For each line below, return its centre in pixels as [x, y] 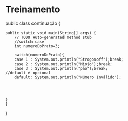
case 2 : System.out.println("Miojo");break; [63, 64]
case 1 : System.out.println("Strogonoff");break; [69, 59]
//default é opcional [28, 73]
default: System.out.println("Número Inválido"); [68, 77]
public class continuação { [33, 23]
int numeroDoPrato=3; [37, 46]
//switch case [29, 42]
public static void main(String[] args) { [51, 33]
